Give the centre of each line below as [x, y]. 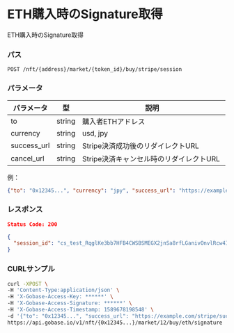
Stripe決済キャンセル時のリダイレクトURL [151, 159]
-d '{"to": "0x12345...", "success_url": [68, 316]
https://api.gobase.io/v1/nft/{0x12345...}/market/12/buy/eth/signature [115, 323]
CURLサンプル [31, 269]
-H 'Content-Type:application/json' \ [63, 290]
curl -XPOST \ [28, 284]
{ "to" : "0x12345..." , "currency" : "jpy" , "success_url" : [92, 190]
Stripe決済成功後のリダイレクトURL [141, 145]
